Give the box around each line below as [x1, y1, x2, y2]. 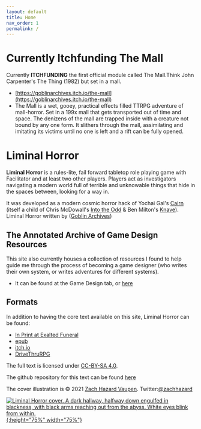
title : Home [6, 14, 36, 20]
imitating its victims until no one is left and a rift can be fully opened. [14, 128, 184, 135]
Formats [6, 297, 38, 307]
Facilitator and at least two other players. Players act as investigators [6, 175, 176, 182]
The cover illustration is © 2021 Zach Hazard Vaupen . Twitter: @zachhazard [6, 385, 193, 392]
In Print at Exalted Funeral [14, 331, 79, 338]
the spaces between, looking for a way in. [6, 188, 110, 196]
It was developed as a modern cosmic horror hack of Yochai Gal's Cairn [6, 200, 184, 207]
